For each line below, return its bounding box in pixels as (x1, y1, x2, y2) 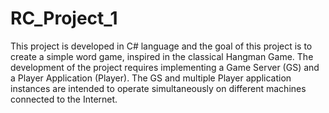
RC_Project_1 (10, 7, 118, 30)
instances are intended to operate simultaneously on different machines (10, 82, 307, 94)
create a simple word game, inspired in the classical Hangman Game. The (10, 50, 314, 62)
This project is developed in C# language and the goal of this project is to (10, 40, 313, 52)
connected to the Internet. (10, 93, 118, 105)
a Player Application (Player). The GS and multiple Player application (10, 72, 292, 84)
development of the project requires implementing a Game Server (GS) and (10, 61, 320, 73)
